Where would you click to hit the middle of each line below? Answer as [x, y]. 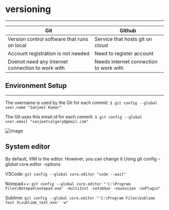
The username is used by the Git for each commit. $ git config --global [81, 102]
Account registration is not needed [49, 53]
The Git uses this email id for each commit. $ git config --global [74, 117]
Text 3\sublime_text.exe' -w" [37, 202]
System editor [28, 147]
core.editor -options [40, 164]
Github [128, 30]
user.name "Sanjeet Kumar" [33, 107]
